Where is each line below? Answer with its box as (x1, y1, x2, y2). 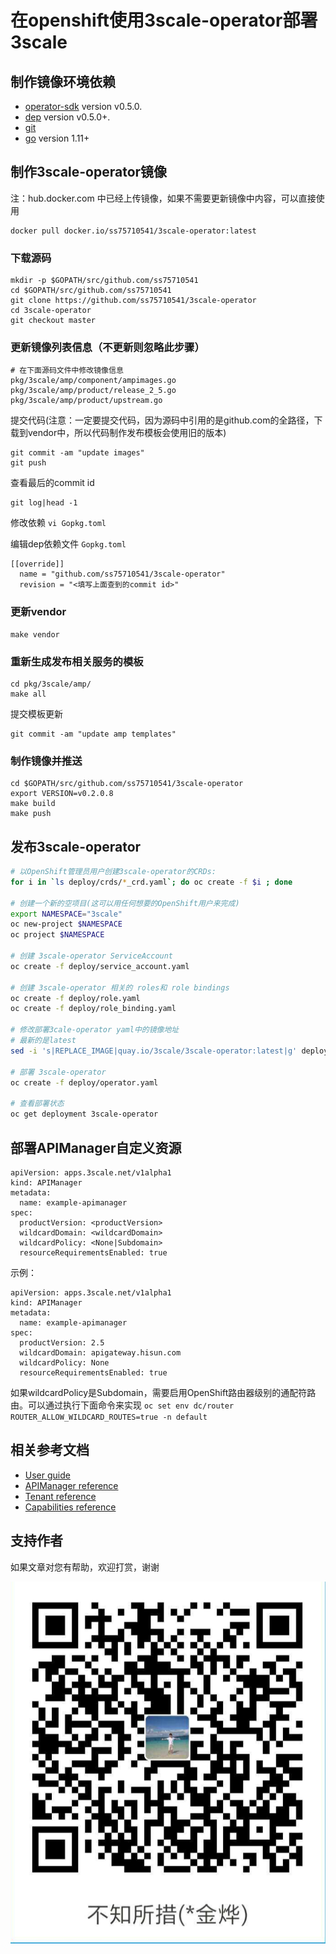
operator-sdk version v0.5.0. (24, 101, 143, 112)
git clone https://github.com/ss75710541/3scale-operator (10, 296, 257, 306)
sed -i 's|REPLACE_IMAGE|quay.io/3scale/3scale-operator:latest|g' (10, 1046, 298, 1056)
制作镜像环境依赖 (10, 73, 116, 90)
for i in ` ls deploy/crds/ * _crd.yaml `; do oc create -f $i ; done (10, 877, 293, 887)
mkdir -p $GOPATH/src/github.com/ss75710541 (10, 276, 199, 286)
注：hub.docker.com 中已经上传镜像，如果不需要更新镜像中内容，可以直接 (10, 192, 317, 204)
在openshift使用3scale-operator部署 (10, 9, 318, 32)
